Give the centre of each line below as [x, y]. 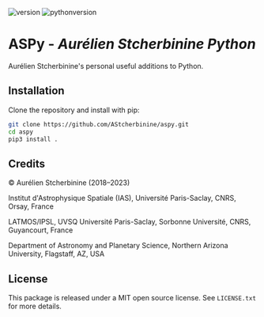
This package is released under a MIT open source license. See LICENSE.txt [132, 298]
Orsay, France [31, 206]
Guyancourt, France [41, 230]
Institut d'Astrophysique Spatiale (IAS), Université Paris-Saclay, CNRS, [122, 198]
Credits [27, 163]
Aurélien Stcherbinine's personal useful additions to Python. [106, 66]
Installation [36, 91]
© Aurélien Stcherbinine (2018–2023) [69, 183]
